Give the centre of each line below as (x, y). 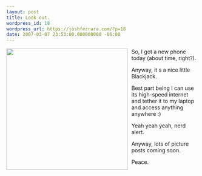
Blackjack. (144, 76)
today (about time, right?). (164, 58)
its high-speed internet (160, 95)
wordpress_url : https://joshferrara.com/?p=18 (66, 29)
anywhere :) (146, 114)
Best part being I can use (163, 88)
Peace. (140, 162)
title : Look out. (28, 18)
